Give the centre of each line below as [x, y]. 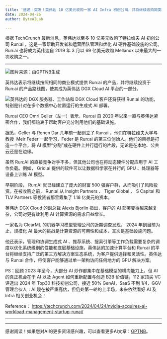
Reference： [18, 306]
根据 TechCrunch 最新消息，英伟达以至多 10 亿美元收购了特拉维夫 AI [75, 38]
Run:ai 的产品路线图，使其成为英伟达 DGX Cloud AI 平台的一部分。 [73, 89]
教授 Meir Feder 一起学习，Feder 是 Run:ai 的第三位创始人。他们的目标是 [80, 139]
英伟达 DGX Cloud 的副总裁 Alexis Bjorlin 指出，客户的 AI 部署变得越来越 [79, 208]
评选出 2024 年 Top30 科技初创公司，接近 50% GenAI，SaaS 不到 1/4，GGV [83, 283]
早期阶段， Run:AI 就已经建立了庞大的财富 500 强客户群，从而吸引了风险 [79, 185]
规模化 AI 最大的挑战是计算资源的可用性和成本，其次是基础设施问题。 [84, 231]
